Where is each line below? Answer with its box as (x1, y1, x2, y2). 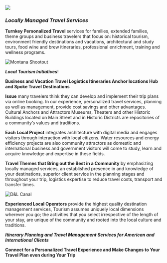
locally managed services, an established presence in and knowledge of (5, 166, 154, 172)
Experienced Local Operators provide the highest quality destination (5, 201, 147, 207)
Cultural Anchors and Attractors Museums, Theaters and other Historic (5, 109, 151, 115)
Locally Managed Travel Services (5, 16, 88, 23)
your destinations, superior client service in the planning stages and (5, 171, 145, 177)
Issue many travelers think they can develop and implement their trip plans (5, 93, 159, 99)
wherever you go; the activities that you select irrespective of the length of (5, 212, 159, 218)
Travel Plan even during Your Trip (5, 252, 76, 258)
